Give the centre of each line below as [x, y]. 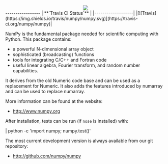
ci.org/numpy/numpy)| [29, 24]
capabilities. [25, 71]
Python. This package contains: [38, 39]
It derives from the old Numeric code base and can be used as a [73, 80]
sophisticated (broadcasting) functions [53, 54]
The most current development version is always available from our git [79, 141]
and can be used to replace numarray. [45, 91]
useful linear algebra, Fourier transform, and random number [76, 65]
